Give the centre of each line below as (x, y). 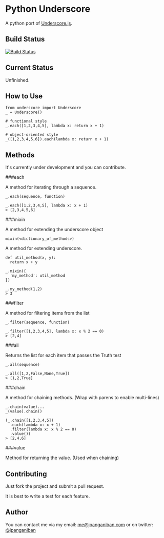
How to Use (24, 96)
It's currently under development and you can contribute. (66, 168)
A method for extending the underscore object (54, 230)
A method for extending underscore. (44, 249)
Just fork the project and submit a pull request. (55, 486)
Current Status (29, 68)
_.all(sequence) (23, 365)
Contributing (26, 474)
